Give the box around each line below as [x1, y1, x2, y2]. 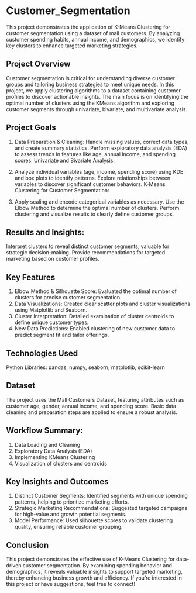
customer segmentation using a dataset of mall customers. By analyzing [6, 29, 180, 36]
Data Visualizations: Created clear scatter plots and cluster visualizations [14, 300, 191, 308]
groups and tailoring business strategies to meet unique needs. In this [6, 81, 174, 88]
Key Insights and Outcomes [6, 477, 109, 487]
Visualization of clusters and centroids [14, 460, 107, 467]
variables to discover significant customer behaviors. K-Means [14, 180, 166, 188]
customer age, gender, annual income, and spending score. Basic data [6, 402, 177, 409]
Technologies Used [6, 348, 78, 358]
